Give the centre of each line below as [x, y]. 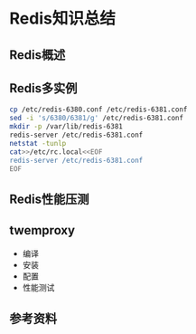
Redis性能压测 [49, 199]
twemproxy [42, 230]
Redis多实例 [43, 88]
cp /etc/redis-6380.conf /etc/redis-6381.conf [98, 110]
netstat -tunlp [38, 143]
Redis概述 [37, 55]
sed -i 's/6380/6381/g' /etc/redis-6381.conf [96, 119]
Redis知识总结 [62, 19]
